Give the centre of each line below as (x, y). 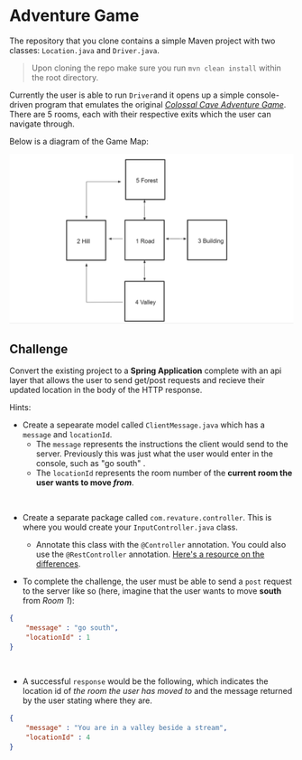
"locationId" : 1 (58, 637)
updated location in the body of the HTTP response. (106, 389)
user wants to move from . (85, 482)
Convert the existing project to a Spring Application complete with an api (146, 371)
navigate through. (42, 124)
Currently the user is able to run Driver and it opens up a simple (127, 95)
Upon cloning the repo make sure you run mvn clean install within (156, 68)
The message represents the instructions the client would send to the (162, 444)
